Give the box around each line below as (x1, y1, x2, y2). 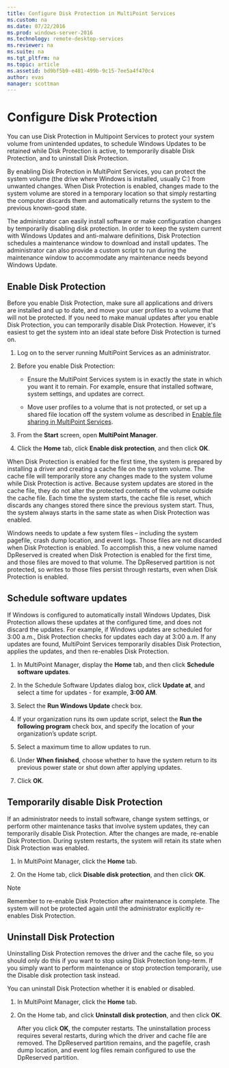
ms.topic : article (7, 61, 59, 68)
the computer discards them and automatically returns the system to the (7, 197, 211, 205)
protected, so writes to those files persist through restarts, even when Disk (7, 566, 217, 573)
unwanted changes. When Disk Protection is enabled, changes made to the (7, 182, 219, 191)
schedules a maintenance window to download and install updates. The (7, 239, 208, 247)
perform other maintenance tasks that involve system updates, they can (7, 822, 210, 830)
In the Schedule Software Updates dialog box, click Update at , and (16, 681, 205, 689)
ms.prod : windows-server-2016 (7, 29, 94, 36)
